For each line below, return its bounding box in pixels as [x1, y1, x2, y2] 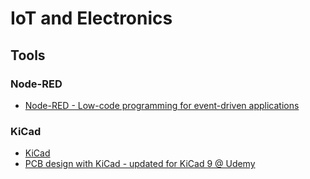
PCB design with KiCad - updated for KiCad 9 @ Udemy [24, 158, 256, 170]
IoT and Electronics [10, 7, 173, 30]
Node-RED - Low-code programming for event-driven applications [24, 99, 300, 111]
